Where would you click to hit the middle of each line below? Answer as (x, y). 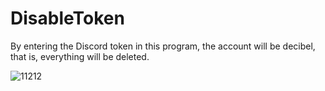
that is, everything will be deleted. (80, 56)
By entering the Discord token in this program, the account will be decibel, (163, 46)
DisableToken (67, 18)
